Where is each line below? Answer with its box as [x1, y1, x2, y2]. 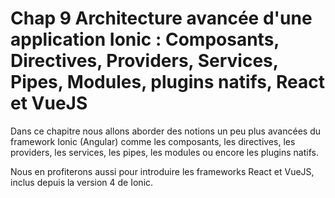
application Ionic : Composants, [10, 28, 280, 51]
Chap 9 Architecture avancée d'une [10, 7, 313, 30]
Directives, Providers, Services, [10, 50, 279, 72]
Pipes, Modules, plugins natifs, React [10, 71, 325, 94]
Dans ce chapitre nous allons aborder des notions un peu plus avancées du [10, 125, 321, 137]
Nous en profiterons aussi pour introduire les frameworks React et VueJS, [10, 165, 315, 177]
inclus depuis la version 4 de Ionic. [10, 176, 154, 188]
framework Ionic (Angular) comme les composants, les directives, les [10, 135, 296, 147]
